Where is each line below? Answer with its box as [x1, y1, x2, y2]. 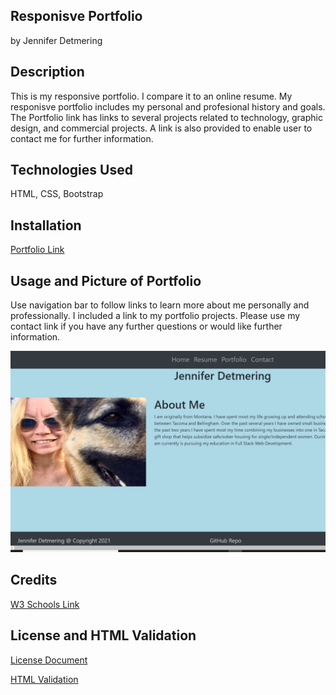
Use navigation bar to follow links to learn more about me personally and [10, 299, 310, 311]
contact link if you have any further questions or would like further [10, 320, 283, 333]
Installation [10, 217, 82, 234]
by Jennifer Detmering [10, 34, 103, 46]
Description [10, 64, 85, 81]
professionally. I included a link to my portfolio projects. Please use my [10, 310, 301, 322]
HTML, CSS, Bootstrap [10, 188, 104, 200]
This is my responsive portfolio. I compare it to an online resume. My [10, 90, 293, 102]
